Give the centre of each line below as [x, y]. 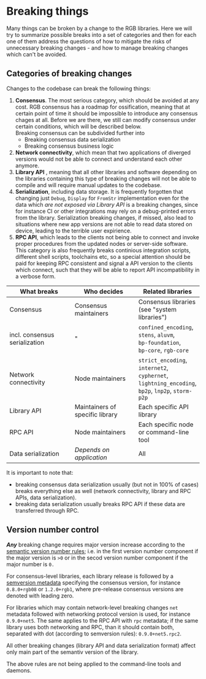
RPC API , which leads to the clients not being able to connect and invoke [107, 237]
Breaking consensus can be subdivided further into [80, 132]
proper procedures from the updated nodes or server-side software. [101, 244]
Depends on [92, 450]
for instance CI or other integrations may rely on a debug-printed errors [105, 211]
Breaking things [48, 11]
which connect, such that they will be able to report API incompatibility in [107, 270]
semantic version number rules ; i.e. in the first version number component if [102, 551]
